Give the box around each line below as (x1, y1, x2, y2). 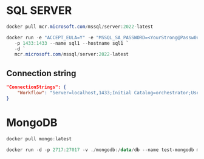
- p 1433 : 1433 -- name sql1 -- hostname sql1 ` (14, 40, 129, 46)
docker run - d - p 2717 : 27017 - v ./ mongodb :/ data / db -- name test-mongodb (6, 146, 194, 153)
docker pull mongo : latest (6, 135, 72, 142)
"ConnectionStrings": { (6, 84, 67, 91)
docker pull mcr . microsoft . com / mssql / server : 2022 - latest (6, 24, 154, 30)
